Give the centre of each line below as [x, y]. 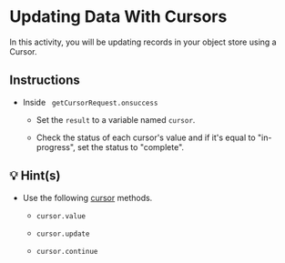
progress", [56, 147]
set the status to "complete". [131, 147]
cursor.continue [67, 251]
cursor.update [63, 234]
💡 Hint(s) [35, 176]
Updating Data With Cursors [118, 17]
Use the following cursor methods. [87, 197]
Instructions [45, 81]
